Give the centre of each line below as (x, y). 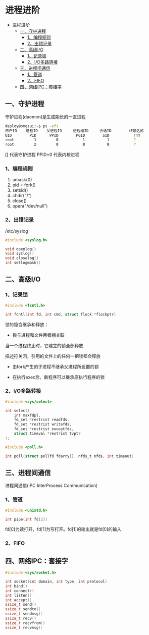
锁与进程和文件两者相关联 (38, 335)
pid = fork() (24, 185)
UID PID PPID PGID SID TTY (73, 135)
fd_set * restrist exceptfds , (44, 429)
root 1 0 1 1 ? (71, 140)
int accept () (19, 600)
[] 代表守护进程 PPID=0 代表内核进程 (42, 155)
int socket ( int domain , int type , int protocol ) (56, 582)
